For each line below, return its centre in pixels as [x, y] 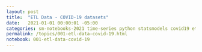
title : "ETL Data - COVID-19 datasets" [58, 17]
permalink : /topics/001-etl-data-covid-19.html [67, 34]
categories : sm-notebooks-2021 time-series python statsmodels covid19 [98, 28]
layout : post [23, 12]
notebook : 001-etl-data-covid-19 [48, 39]
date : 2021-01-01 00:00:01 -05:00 [52, 23]
